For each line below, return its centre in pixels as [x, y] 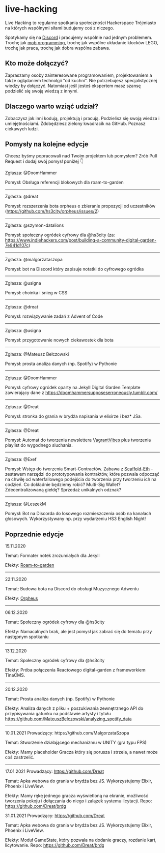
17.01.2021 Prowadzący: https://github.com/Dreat [55, 771]
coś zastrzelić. [20, 757]
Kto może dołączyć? [37, 63]
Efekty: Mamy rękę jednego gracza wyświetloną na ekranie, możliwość [77, 796]
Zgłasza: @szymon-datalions [35, 225]
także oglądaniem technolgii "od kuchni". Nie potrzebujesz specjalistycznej [81, 80]
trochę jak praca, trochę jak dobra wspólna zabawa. [58, 48]
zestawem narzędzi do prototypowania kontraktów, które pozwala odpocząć [82, 474]
